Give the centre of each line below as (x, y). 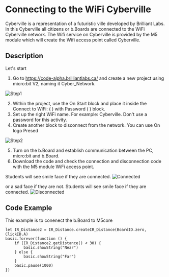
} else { (24, 252)
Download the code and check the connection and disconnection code (87, 161)
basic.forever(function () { (36, 239)
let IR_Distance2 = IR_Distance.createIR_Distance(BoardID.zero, (76, 229)
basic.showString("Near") (51, 247)
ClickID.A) (17, 234)
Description (24, 56)
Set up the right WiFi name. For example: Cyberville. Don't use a (80, 114)
